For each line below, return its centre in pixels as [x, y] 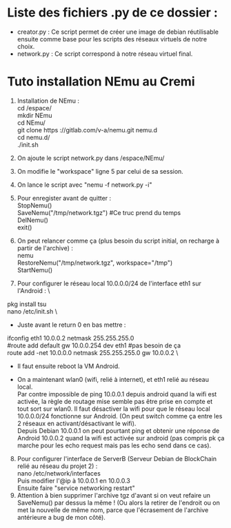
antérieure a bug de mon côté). [61, 517]
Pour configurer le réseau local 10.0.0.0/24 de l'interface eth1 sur [109, 283]
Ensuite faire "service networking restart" [76, 488]
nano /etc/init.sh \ [32, 311]
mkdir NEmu [35, 115]
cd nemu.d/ [33, 137]
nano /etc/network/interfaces [59, 473]
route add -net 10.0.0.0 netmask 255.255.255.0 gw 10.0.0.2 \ [93, 352]
